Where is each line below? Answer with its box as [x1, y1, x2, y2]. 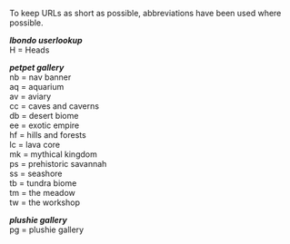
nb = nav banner [9, 72, 72, 83]
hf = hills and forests [9, 130, 86, 140]
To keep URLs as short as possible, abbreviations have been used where [9, 8, 282, 18]
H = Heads [9, 44, 50, 55]
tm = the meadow [9, 188, 75, 198]
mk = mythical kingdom [9, 149, 97, 160]
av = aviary [9, 91, 52, 102]
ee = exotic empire [9, 120, 80, 131]
